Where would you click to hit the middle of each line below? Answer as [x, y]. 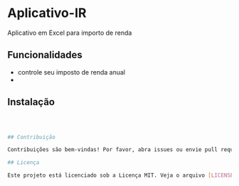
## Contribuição [31, 137]
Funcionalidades [45, 55]
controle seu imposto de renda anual [71, 72]
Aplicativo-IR [47, 13]
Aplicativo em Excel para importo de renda [70, 33]
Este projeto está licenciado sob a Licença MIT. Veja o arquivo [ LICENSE [121, 175]
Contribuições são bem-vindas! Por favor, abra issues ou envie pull [113, 150]
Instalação [31, 102]
